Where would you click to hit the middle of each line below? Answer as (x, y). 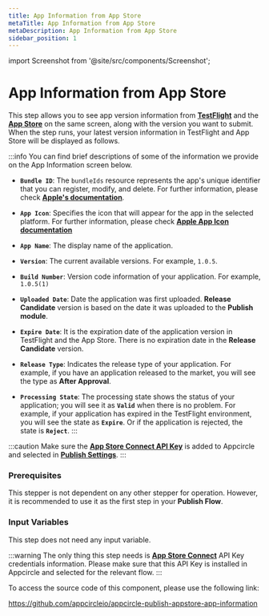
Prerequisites (35, 476)
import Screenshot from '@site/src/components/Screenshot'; (109, 61)
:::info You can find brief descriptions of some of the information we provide (133, 156)
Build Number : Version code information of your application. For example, (140, 276)
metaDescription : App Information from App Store (93, 30)
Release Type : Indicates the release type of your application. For (125, 364)
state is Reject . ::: (48, 431)
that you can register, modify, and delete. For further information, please (139, 189)
